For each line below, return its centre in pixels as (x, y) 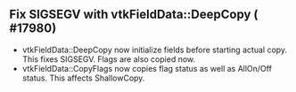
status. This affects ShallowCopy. (83, 78)
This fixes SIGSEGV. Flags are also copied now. (109, 59)
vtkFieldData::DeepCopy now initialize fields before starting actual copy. (155, 50)
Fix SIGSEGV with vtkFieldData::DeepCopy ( (134, 15)
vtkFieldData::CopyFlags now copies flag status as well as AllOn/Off (147, 68)
